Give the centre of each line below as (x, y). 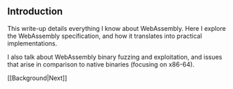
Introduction (35, 12)
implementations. (32, 43)
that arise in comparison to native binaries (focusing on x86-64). (101, 64)
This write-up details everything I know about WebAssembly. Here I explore (117, 28)
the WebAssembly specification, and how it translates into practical (105, 36)
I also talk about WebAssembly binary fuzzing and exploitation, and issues (115, 57)
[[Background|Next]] (37, 78)
